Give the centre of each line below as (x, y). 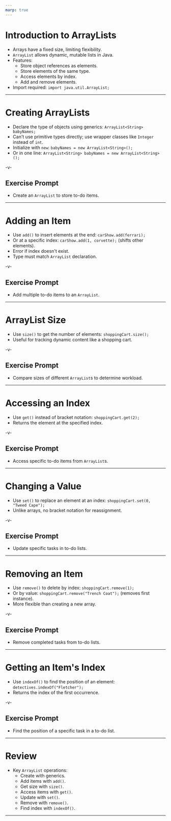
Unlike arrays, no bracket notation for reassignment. (67, 510)
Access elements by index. (49, 76)
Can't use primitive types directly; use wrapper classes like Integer (83, 137)
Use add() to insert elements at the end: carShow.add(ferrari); (79, 235)
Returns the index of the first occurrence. (56, 693)
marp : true (17, 10)
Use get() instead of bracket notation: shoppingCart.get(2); (76, 417)
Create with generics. (43, 776)
